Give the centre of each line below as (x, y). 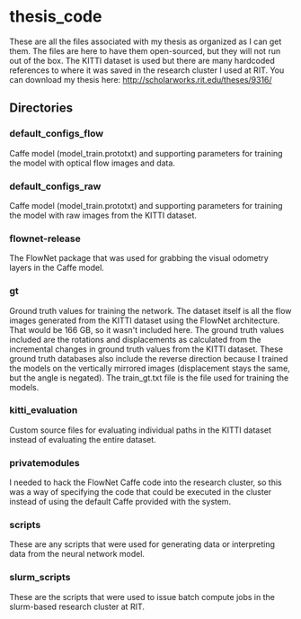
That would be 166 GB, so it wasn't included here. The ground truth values (147, 329)
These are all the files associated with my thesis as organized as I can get (146, 41)
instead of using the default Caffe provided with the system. (120, 502)
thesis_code (56, 17)
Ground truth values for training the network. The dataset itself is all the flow (150, 310)
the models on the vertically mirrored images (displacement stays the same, (150, 368)
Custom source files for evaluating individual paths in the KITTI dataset (141, 430)
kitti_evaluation (44, 410)
